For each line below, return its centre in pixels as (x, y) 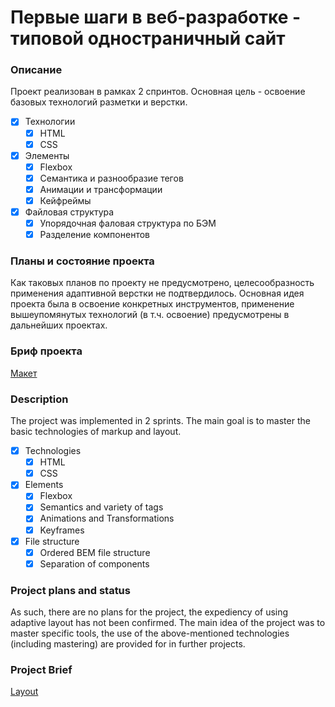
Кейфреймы (65, 200)
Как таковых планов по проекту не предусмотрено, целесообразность (162, 283)
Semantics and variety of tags (101, 507)
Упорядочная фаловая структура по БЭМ (128, 223)
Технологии (50, 122)
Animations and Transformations (107, 518)
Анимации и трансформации (101, 189)
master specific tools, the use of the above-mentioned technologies (150, 633)
